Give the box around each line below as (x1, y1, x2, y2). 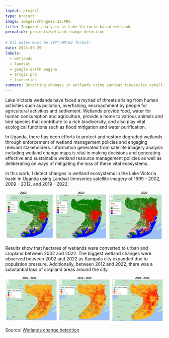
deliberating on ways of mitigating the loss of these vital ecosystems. (5, 160, 149, 166)
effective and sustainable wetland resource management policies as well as (5, 155, 162, 161)
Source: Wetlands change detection (5, 327, 79, 333)
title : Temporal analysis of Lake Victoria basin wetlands (5, 24, 132, 29)
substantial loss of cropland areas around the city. (5, 266, 109, 272)
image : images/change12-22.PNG (5, 19, 71, 24)
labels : (5, 50, 22, 55)
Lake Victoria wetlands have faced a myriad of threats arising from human (5, 97, 158, 103)
